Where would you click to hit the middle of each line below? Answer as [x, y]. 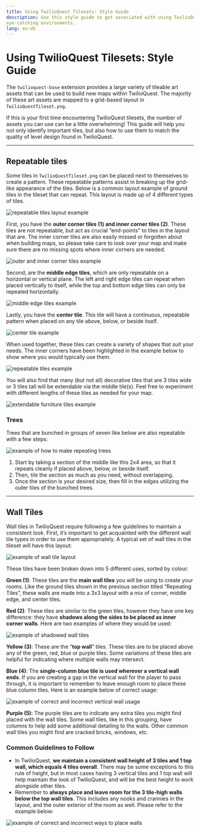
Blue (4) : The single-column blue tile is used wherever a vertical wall [93, 671]
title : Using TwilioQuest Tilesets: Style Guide [68, 12]
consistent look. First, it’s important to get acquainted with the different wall [99, 533]
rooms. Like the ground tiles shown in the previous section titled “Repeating [99, 587]
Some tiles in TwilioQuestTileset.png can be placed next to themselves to [97, 176]
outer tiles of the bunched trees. [54, 488]
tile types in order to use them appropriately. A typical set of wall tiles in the [99, 539]
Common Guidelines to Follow [50, 748]
